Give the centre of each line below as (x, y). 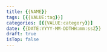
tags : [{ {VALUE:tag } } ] (35, 17)
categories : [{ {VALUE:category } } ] (50, 23)
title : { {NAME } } (27, 12)
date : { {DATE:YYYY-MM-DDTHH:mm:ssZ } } (54, 28)
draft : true (21, 34)
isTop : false (23, 39)
